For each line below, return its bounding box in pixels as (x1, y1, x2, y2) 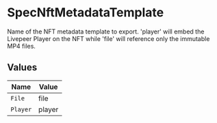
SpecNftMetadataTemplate (7, 5, 164, 20)
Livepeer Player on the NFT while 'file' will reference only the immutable (7, 34, 210, 42)
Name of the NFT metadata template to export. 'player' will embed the (7, 27, 205, 36)
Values (7, 61, 38, 73)
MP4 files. (7, 42, 36, 50)
